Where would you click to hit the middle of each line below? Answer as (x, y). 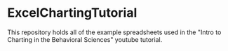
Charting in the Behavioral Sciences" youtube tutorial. (85, 39)
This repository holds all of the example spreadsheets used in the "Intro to (114, 32)
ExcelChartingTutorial (72, 13)
